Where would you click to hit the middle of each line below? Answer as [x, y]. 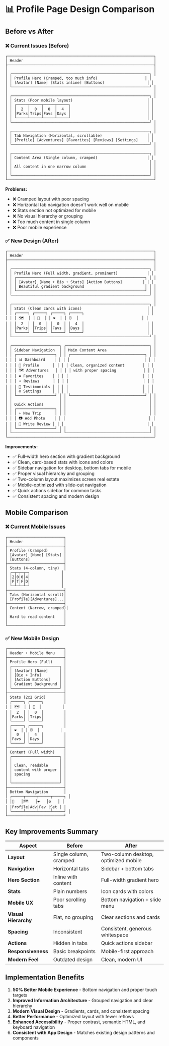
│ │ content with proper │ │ [36, 770]
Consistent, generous [126, 928]
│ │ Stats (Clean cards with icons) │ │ [80, 309]
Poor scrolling [70, 900]
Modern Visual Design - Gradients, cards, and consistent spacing [81, 1011]
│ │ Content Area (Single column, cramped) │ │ [80, 158]
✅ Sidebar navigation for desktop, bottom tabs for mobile [72, 468]
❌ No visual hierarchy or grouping [48, 216]
